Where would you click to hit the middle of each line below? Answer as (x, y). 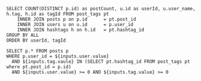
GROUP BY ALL (23, 35)
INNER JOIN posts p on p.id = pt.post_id (77, 19)
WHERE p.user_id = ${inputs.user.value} (58, 56)
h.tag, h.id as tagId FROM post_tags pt (58, 14)
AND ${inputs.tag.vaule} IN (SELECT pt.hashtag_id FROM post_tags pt (101, 62)
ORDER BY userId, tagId (36, 40)
